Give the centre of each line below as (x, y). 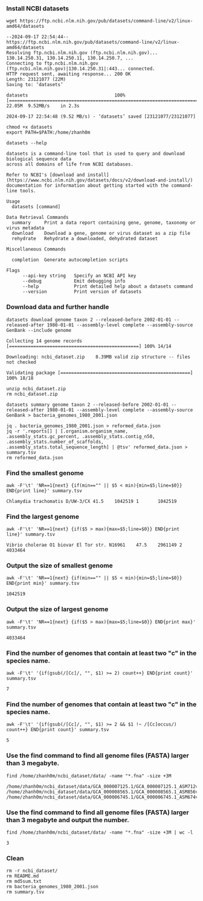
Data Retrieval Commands (37, 218)
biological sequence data (39, 159)
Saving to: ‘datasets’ (35, 85)
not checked (21, 362)
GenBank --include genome (39, 330)
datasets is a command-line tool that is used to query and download (96, 154)
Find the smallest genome (45, 473)
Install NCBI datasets (38, 8)
